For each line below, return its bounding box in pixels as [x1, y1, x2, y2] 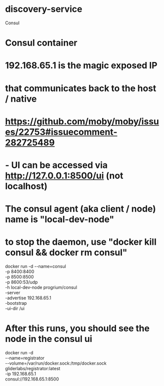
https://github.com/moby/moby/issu [5, 115, 159, 127]
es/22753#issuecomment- [5, 126, 118, 137]
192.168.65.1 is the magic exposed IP [5, 60, 158, 71]
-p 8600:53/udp [5, 279, 38, 285]
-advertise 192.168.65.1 [5, 295, 51, 301]
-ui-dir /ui [5, 306, 25, 311]
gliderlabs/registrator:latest [5, 365, 61, 371]
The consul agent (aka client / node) [5, 203, 157, 215]
